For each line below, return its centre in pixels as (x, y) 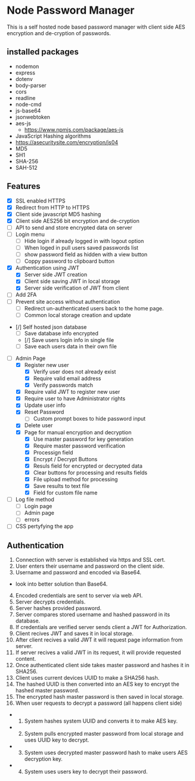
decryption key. (44, 759)
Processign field (53, 452)
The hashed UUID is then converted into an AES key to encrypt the (97, 684)
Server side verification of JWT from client (77, 288)
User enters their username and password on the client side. (90, 566)
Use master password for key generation (83, 439)
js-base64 (28, 110)
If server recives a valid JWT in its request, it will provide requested (98, 652)
